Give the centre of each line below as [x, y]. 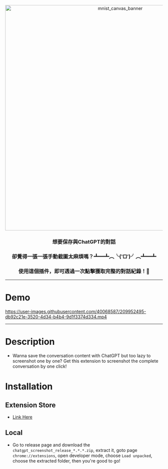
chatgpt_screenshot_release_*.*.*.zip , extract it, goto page [75, 450]
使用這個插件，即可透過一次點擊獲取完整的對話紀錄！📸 [84, 271]
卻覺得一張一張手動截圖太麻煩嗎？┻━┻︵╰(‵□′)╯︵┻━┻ [84, 257]
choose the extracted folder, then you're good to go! [66, 460]
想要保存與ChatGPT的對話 [84, 242]
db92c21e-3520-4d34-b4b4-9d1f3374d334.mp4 [56, 317]
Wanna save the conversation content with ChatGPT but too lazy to [81, 356]
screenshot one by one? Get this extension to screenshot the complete [85, 361]
